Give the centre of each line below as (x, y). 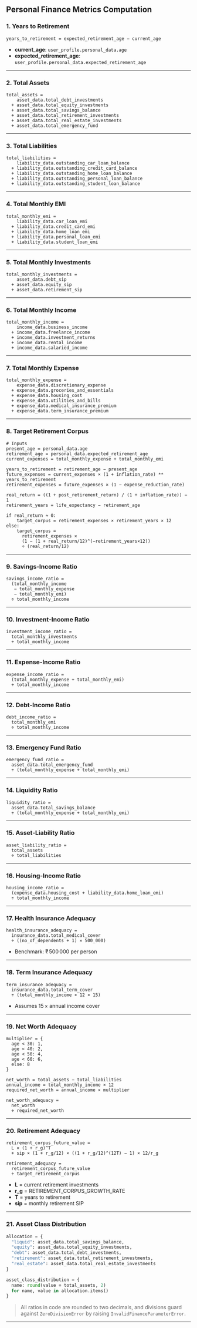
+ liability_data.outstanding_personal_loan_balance (77, 179)
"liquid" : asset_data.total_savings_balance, (68, 1242)
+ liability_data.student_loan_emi (55, 242)
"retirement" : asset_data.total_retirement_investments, (82, 1258)
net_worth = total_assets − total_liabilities (64, 1080)
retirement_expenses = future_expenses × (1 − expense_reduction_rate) (95, 485)
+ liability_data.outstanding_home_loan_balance (72, 174)
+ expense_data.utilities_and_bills (56, 401)
